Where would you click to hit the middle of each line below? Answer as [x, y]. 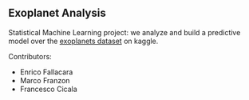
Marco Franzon [45, 80]
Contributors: [30, 56]
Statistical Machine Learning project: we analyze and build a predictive [125, 32]
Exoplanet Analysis [57, 13]
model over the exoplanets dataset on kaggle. [83, 41]
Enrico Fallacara [46, 72]
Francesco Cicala [48, 89]
